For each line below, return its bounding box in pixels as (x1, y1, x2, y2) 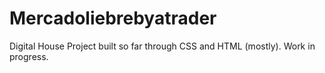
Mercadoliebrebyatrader (9, 7, 217, 30)
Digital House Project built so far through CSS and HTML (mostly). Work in (9, 40, 316, 52)
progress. (9, 50, 49, 62)
